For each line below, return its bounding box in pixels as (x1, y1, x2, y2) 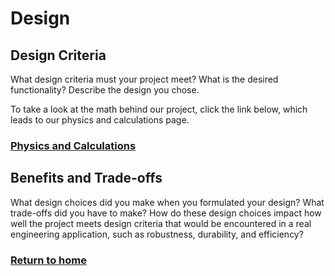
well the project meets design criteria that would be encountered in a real (10, 217, 312, 229)
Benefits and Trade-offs (10, 170, 163, 187)
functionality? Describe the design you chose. (10, 84, 200, 96)
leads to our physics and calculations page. (10, 114, 190, 126)
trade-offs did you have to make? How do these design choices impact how (10, 207, 322, 219)
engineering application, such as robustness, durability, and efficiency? (10, 228, 304, 240)
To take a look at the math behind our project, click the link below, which (10, 103, 308, 115)
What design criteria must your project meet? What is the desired (10, 73, 279, 85)
